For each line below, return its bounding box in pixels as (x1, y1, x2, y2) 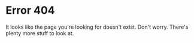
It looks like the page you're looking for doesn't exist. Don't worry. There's (5, 23, 189, 30)
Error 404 (5, 4, 55, 17)
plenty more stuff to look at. (5, 29, 74, 36)
